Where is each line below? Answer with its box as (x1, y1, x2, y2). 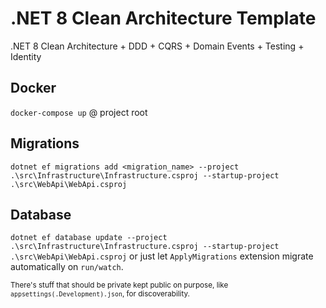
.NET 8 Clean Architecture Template (10, 7, 317, 30)
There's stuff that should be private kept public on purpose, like (10, 280, 229, 291)
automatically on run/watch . (10, 261, 124, 273)
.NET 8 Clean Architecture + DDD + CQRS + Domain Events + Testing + (10, 40, 305, 52)
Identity (10, 50, 42, 62)
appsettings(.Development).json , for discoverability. (10, 289, 190, 299)
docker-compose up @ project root (10, 106, 148, 118)
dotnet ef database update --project (10, 233, 168, 243)
